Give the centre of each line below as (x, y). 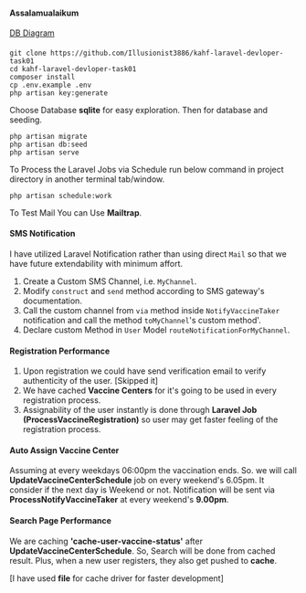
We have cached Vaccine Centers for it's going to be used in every (149, 391)
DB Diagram (32, 33)
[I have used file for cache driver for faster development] (116, 578)
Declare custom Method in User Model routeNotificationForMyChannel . (156, 330)
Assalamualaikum (44, 13)
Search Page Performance (61, 520)
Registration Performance (60, 351)
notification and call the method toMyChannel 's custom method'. (142, 320)
